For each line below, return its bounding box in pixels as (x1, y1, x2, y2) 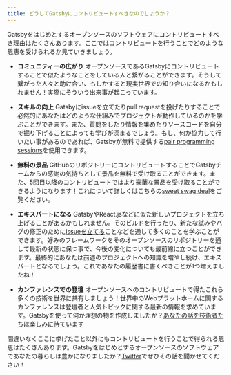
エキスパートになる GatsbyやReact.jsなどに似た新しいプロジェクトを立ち (17, 210, 225, 218)
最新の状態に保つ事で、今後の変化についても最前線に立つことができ (29, 244, 222, 253)
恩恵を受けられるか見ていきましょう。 (7, 47, 116, 55)
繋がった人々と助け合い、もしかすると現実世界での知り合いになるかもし (17, 79, 223, 87)
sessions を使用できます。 (17, 146, 91, 154)
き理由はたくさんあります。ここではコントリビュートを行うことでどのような (7, 39, 224, 47)
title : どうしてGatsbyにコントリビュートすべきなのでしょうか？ (7, 10, 170, 17)
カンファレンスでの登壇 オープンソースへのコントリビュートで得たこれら (17, 285, 224, 293)
